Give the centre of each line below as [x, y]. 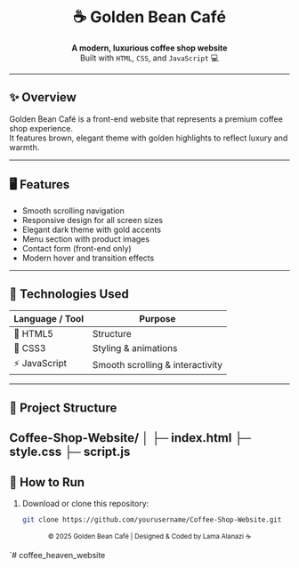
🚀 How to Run [47, 482]
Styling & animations [135, 348]
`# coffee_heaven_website [57, 555]
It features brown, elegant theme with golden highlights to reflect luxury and [149, 138]
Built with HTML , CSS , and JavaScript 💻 [149, 58]
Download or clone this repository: [85, 503]
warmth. [24, 147]
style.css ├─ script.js [70, 452]
